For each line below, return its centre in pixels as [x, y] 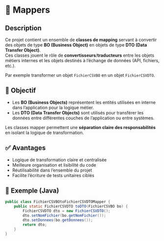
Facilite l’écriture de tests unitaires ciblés [53, 175]
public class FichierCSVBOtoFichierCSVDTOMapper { [58, 202]
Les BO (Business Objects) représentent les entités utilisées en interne [84, 102]
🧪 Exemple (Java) [32, 191]
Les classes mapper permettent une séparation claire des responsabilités [80, 127]
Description [23, 28]
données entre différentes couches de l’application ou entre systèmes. [83, 118]
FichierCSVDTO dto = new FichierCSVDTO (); [67, 211]
